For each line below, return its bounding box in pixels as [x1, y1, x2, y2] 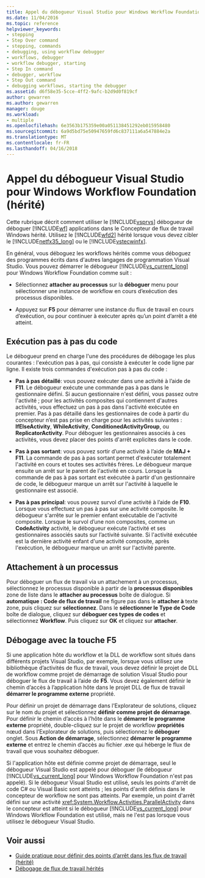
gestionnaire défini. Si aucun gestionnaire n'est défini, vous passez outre [15, 390, 198, 398]
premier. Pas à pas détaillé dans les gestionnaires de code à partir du [15, 410, 189, 417]
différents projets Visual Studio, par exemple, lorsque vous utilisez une [6, 658, 184, 664]
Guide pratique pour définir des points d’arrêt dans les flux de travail [15, 852, 187, 859]
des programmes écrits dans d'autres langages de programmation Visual [6, 256, 190, 263]
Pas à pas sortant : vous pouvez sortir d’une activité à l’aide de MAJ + [15, 448, 191, 455]
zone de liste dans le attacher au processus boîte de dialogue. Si [6, 591, 171, 598]
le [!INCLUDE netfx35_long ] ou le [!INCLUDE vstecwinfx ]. [6, 237, 148, 245]
